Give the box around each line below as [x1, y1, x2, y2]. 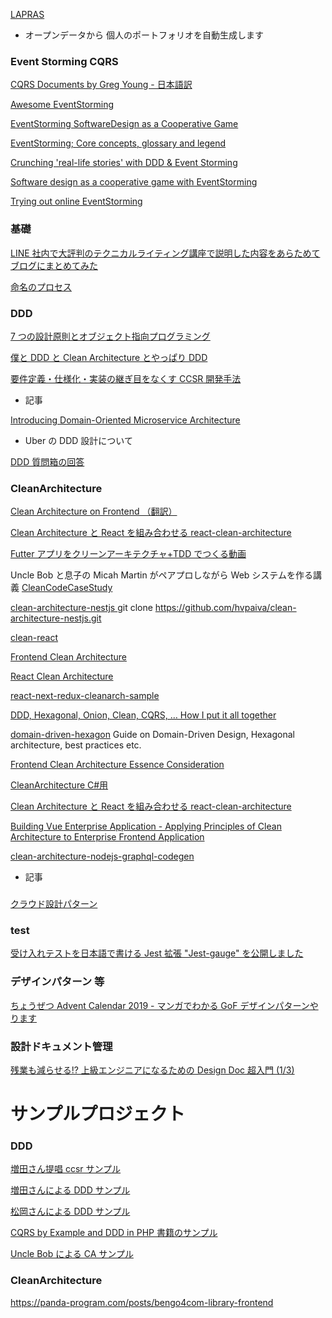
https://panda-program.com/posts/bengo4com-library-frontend [10, 1296, 274, 1308]
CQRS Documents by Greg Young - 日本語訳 [10, 79, 193, 91]
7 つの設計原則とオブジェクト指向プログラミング [10, 330, 211, 342]
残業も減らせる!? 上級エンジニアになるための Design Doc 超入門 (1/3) [10, 1064, 295, 1076]
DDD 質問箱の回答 [10, 455, 85, 468]
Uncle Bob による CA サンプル [10, 1248, 134, 1260]
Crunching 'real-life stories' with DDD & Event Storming [10, 157, 238, 169]
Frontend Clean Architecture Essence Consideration [10, 759, 225, 771]
